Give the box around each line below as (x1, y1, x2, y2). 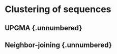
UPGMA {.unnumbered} (5, 24, 82, 32)
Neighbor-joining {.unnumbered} (5, 40, 112, 49)
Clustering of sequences (5, 4, 111, 15)
